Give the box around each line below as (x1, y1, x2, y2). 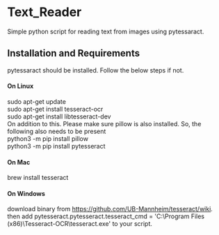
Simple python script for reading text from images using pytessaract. (7, 27, 204, 36)
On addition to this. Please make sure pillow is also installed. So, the (7, 119, 202, 128)
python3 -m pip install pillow (7, 134, 89, 143)
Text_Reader (7, 4, 82, 20)
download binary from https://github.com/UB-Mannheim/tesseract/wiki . (7, 205, 213, 213)
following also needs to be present (7, 127, 106, 135)
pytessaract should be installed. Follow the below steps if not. (7, 66, 184, 74)
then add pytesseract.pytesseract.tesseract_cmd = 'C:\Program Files (7, 212, 205, 220)
